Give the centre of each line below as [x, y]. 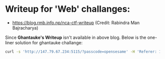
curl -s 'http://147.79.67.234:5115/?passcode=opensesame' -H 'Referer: [81, 52]
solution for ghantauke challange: [49, 42]
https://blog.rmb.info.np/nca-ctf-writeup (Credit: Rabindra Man [76, 23]
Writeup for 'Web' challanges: [68, 9]
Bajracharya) [25, 28]
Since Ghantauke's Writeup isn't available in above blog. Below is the [76, 37]
